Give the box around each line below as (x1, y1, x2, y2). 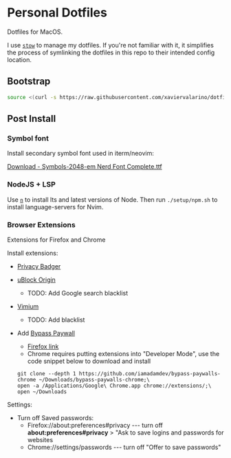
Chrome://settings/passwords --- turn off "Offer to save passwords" (27, 443, 221, 451)
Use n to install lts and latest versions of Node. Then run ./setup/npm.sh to (7, 195, 218, 204)
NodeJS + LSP (7, 180, 56, 189)
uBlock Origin (16, 275, 56, 284)
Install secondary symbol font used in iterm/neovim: (7, 149, 155, 158)
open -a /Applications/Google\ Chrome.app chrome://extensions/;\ (16, 382, 212, 389)
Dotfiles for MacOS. (7, 28, 63, 36)
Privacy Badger (16, 262, 61, 270)
